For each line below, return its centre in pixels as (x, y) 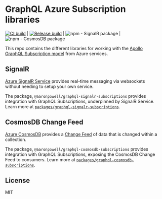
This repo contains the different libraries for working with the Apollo (74, 48)
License (18, 180)
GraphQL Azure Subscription (65, 9)
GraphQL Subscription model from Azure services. (57, 54)
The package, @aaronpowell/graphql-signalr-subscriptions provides (76, 96)
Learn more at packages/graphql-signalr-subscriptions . (63, 106)
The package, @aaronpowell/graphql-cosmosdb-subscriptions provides (77, 149)
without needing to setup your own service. (49, 86)
